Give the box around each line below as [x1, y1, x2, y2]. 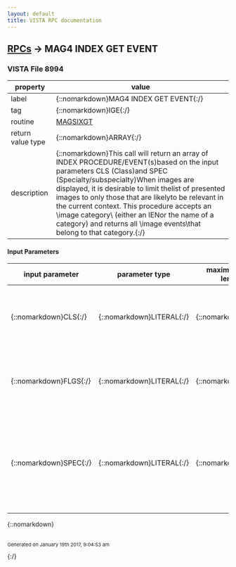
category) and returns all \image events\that [55, 219, 202, 229]
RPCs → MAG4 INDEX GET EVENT [7, 43, 159, 55]
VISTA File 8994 [7, 64, 64, 74]
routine [11, 117, 34, 127]
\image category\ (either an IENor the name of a [55, 210, 214, 220]
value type [11, 137, 46, 147]
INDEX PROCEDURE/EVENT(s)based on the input [55, 158, 219, 167]
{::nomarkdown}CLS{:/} [11, 312, 88, 322]
